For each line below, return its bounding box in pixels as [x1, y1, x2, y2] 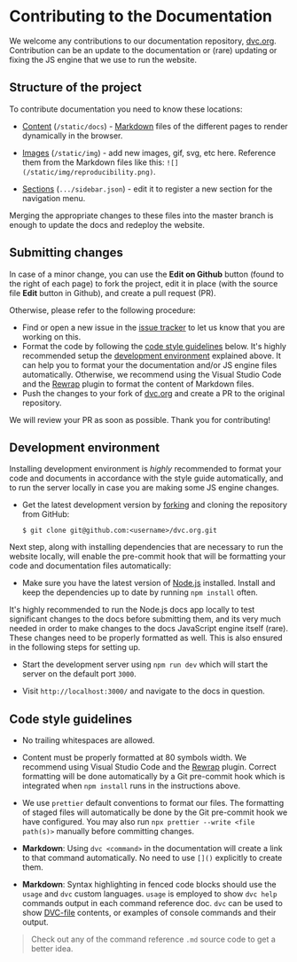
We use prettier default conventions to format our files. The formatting [21, 798, 285, 809]
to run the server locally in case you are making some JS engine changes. [9, 482, 279, 493]
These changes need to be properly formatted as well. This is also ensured [9, 632, 283, 644]
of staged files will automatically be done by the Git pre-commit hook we [21, 807, 288, 817]
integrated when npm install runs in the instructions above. [21, 780, 241, 791]
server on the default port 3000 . [21, 669, 137, 679]
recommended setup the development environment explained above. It [21, 350, 282, 361]
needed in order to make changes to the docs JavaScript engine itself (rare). [9, 623, 288, 634]
